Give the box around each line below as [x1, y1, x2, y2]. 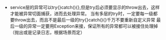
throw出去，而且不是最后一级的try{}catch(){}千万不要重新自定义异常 [14, 17, 155, 22]
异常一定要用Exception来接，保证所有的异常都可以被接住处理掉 [27, 23, 158, 29]
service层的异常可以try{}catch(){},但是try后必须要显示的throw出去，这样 [10, 4, 160, 10]
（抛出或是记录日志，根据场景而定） [10, 29, 85, 35]
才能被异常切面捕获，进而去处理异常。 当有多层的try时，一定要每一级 [10, 10, 153, 16]
